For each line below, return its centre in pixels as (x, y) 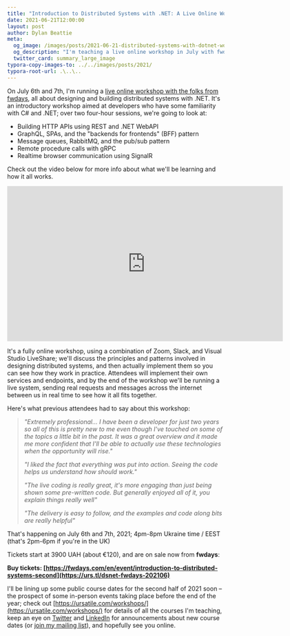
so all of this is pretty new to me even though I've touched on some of (123, 429)
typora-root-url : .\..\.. (44, 71)
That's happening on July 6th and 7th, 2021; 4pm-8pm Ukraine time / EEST (114, 534)
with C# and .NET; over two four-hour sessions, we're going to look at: (107, 113)
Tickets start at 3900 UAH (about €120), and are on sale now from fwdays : (114, 554)
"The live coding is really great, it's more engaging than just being (118, 485)
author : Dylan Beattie (40, 33)
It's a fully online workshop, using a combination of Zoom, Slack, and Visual (114, 351)
